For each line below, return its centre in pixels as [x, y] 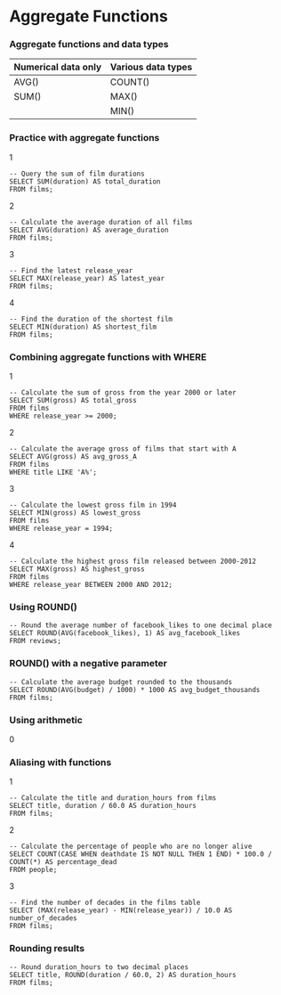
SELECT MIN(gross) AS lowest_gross [75, 513]
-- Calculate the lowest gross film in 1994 [93, 505]
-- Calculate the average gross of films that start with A [123, 449]
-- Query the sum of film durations [77, 174]
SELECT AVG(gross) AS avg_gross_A [73, 457]
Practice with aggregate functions [84, 138]
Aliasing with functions [60, 762]
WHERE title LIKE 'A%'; [53, 473]
